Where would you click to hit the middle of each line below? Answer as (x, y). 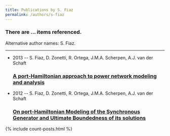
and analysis (29, 82)
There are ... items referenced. (44, 32)
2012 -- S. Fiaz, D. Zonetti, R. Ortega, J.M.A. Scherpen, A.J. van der (83, 93)
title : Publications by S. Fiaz (39, 10)
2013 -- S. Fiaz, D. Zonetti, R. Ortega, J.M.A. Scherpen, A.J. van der (83, 57)
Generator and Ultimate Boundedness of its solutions (79, 118)
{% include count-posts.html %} (39, 129)
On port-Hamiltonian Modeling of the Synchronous (76, 112)
